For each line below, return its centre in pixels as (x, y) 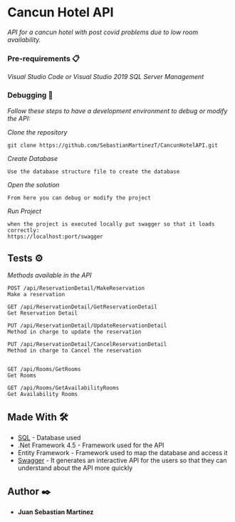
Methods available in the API (49, 276)
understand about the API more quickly (75, 468)
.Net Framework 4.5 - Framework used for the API (91, 445)
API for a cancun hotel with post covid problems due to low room (103, 32)
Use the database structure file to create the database (94, 172)
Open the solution (33, 184)
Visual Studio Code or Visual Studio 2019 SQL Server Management (106, 77)
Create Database (33, 158)
